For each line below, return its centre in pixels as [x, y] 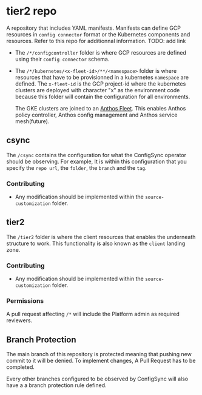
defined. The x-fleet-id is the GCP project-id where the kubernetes [100, 84]
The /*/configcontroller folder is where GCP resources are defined [101, 52]
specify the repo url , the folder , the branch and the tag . [76, 167]
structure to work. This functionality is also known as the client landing [96, 243]
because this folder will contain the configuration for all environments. [103, 96]
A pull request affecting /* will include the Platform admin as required [93, 314]
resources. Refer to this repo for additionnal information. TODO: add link [96, 41]
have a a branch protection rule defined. [56, 385]
